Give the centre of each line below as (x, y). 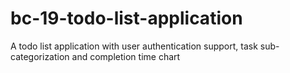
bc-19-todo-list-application (126, 18)
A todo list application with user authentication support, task (134, 46)
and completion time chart (126, 56)
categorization (40, 56)
